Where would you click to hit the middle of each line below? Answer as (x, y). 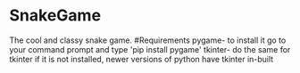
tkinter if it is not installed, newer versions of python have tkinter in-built (142, 59)
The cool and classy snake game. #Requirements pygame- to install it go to (148, 40)
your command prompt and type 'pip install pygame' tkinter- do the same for (150, 49)
